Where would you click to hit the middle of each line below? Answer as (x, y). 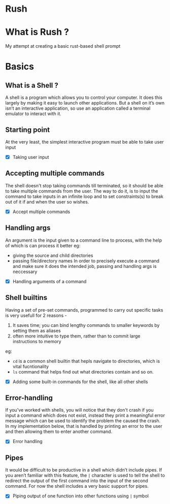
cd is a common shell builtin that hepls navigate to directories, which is (86, 361)
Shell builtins (26, 298)
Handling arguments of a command (49, 281)
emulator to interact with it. (33, 114)
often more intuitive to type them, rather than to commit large (76, 336)
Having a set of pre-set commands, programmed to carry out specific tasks (84, 310)
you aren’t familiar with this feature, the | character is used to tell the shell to (85, 476)
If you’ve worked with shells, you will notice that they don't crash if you (79, 410)
